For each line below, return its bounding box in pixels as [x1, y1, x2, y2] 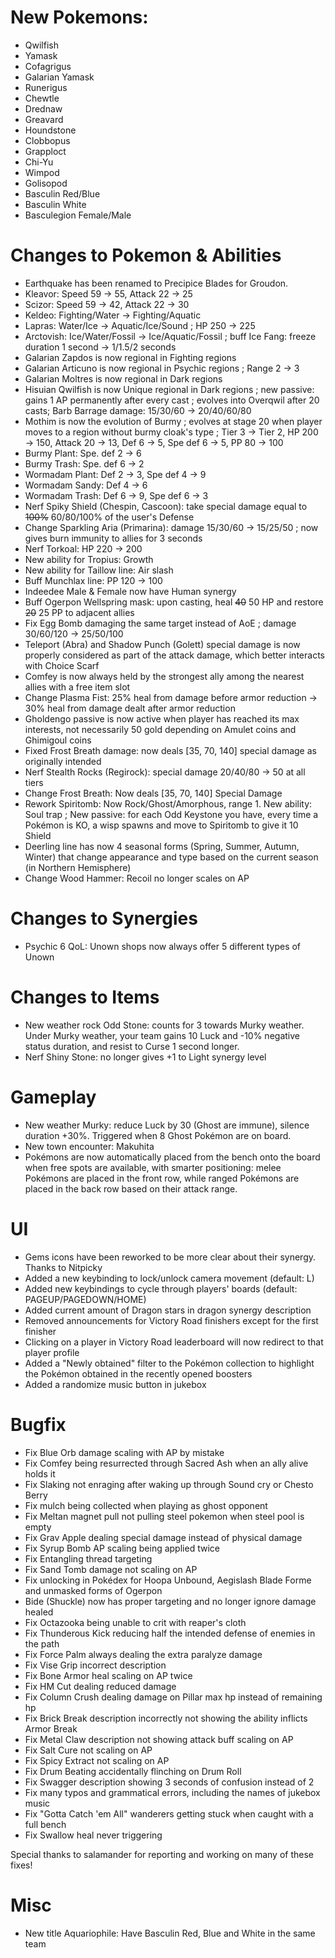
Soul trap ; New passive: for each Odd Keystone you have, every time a [24, 808, 319, 820]
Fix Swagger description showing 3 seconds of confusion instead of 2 [24, 1776, 315, 1788]
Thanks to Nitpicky [24, 1261, 103, 1273]
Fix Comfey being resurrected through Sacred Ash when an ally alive [24, 1457, 309, 1469]
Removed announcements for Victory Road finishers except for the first [24, 1314, 319, 1326]
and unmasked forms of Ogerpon [24, 1584, 163, 1596]
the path [24, 1637, 60, 1650]
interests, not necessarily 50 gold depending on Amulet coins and [24, 723, 297, 735]
